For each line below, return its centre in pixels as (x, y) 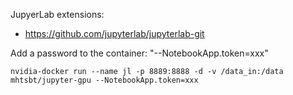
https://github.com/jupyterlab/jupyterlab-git (114, 33)
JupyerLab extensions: (57, 14)
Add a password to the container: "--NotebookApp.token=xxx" (139, 53)
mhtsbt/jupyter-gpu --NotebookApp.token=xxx (104, 80)
